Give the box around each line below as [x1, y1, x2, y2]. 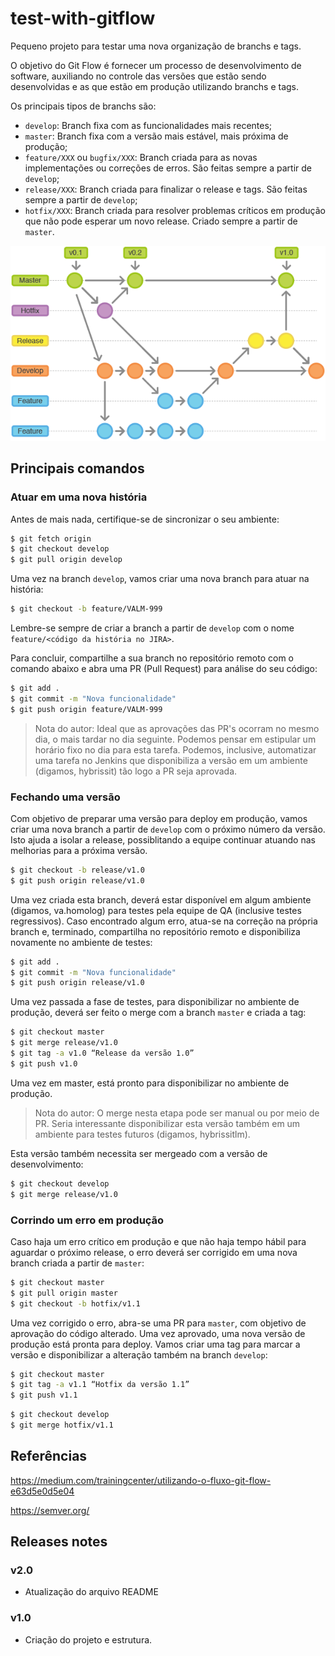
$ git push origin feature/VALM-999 [10, 704, 163, 714]
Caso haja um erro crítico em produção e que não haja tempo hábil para [10, 1235, 307, 1247]
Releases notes [10, 1533, 108, 1551]
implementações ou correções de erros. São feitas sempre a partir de [24, 162, 312, 174]
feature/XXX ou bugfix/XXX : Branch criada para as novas [24, 151, 258, 163]
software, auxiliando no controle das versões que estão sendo [10, 70, 267, 82]
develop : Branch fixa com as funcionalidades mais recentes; [24, 119, 273, 131]
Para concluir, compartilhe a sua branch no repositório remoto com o [10, 652, 295, 664]
